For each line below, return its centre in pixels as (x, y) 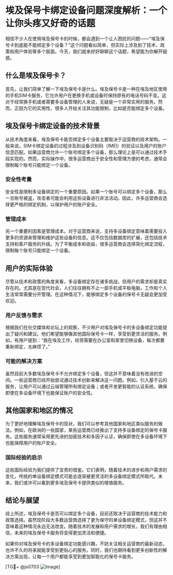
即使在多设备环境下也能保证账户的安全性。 (50, 393)
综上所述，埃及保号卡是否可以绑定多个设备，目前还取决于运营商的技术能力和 (86, 513)
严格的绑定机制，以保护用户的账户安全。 (57, 204)
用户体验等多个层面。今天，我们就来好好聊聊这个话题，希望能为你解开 (88, 51)
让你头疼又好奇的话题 (51, 23)
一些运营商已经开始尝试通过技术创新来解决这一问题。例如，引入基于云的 (91, 380)
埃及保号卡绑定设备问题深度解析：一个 (86, 11)
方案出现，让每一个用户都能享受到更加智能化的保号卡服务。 (73, 557)
